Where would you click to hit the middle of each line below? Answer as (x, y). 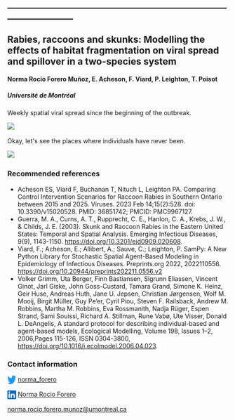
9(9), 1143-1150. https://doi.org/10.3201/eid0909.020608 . (100, 241)
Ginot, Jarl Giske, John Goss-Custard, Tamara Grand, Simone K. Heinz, (120, 286)
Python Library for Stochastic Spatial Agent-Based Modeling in (108, 256)
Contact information (43, 364)
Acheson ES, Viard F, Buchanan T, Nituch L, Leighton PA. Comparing (116, 189)
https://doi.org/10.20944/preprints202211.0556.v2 (90, 271)
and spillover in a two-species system (92, 61)
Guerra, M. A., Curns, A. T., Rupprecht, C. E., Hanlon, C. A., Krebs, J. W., (121, 219)
